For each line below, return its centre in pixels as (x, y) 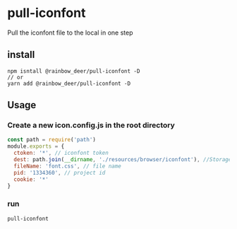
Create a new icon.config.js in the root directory (91, 125)
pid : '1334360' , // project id (60, 172)
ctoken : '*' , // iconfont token (61, 153)
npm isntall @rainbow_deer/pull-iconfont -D (74, 71)
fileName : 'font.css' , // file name (67, 166)
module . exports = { (36, 146)
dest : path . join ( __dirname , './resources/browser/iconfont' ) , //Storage (123, 160)
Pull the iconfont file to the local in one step (70, 33)
